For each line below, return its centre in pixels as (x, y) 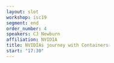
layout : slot (22, 12)
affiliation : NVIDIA (32, 40)
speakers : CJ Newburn (33, 34)
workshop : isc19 (26, 17)
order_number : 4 (26, 28)
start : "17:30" (25, 51)
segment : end (22, 23)
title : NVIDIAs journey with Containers (58, 46)
